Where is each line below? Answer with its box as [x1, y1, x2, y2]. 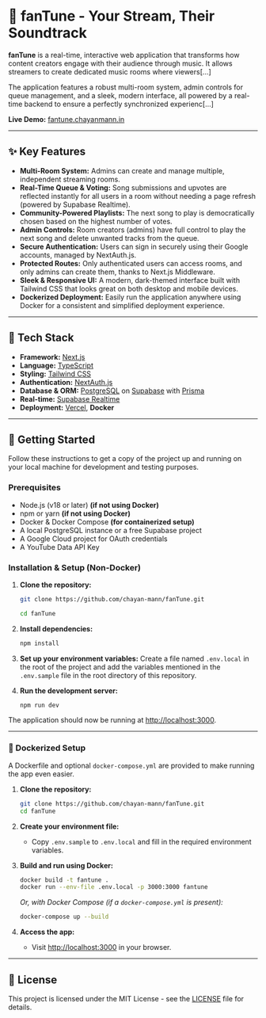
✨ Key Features [8, 145, 85, 158]
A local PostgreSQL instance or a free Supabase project [19, 525, 202, 535]
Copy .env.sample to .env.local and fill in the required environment [31, 837, 252, 846]
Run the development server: [19, 685, 119, 696]
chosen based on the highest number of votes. [19, 216, 173, 226]
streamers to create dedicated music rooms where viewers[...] [8, 67, 211, 76]
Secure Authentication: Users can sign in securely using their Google [19, 242, 249, 251]
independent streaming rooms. [19, 174, 120, 184]
